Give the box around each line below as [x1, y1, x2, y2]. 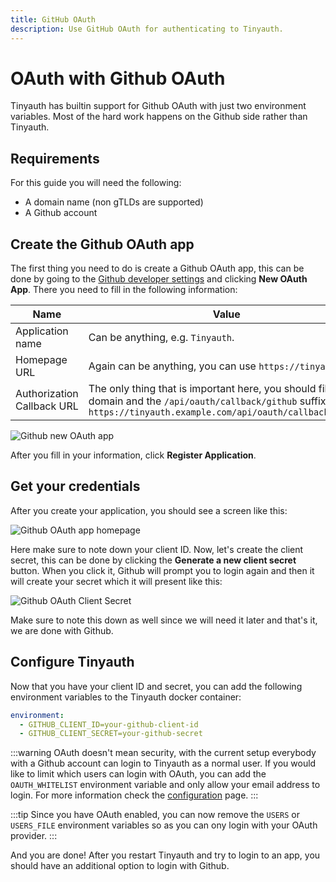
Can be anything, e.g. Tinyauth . [88, 331, 235, 345]
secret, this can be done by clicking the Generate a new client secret [10, 554, 297, 566]
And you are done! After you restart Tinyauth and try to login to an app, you [10, 849, 321, 861]
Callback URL [15, 399, 79, 413]
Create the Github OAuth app [10, 236, 195, 253]
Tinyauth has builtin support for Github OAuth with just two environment [10, 100, 307, 112]
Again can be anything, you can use [88, 359, 257, 373]
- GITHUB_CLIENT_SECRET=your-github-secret [19, 729, 203, 739]
